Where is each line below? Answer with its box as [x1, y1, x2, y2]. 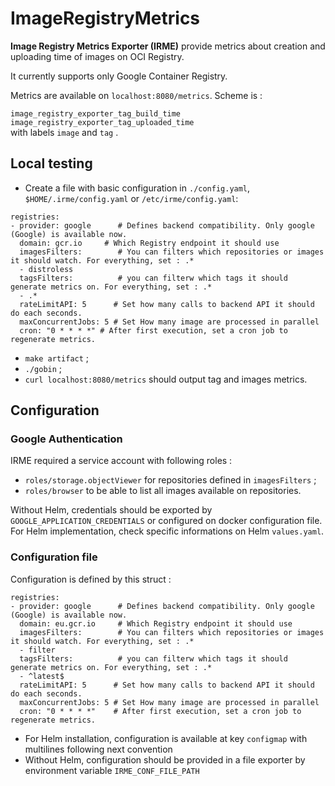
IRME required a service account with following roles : [10, 455, 233, 467]
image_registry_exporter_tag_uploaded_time [10, 117, 195, 127]
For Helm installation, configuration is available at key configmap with [24, 732, 308, 744]
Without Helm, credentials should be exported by [10, 504, 213, 516]
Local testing [10, 155, 93, 172]
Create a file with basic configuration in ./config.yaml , [24, 182, 251, 194]
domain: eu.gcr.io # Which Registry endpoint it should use [19, 618, 293, 629]
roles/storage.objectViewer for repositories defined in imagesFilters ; [24, 474, 317, 486]
